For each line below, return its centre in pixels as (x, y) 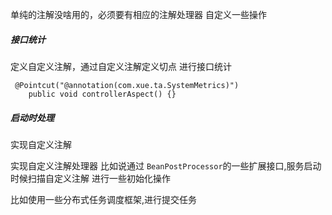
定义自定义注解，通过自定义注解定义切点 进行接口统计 (121, 66)
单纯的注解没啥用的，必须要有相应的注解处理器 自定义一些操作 (138, 14)
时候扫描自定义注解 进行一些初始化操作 (90, 178)
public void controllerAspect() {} (102, 94)
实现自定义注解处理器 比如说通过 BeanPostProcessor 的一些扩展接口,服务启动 (166, 165)
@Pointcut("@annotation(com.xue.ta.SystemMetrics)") (127, 85)
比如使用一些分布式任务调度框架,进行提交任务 (104, 199)
